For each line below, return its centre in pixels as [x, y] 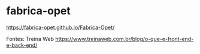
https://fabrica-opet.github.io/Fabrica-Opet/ [60, 27]
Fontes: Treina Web [30, 39]
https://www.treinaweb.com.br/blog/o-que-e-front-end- [125, 39]
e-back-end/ [22, 45]
